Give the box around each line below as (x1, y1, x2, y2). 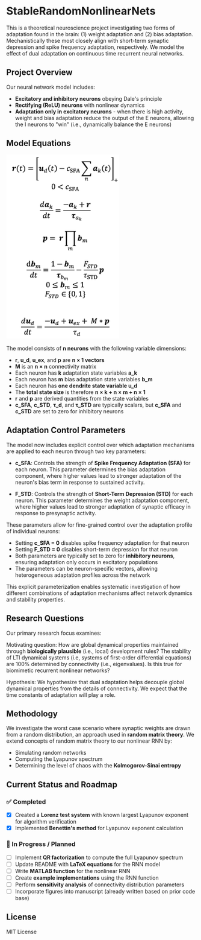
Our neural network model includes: (6, 83, 95, 91)
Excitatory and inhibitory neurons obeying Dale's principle (14, 95, 162, 102)
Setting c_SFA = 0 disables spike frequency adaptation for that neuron (14, 539, 190, 547)
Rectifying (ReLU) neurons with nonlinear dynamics (14, 101, 145, 109)
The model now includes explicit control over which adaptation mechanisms (6, 441, 194, 448)
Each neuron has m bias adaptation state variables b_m (14, 375, 153, 383)
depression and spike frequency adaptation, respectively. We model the (6, 43, 185, 51)
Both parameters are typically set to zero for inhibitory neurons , (14, 552, 175, 559)
